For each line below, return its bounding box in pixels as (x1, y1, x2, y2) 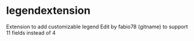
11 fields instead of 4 (6, 29, 56, 36)
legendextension (6, 4, 91, 17)
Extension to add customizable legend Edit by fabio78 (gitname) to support (6, 23, 188, 30)
